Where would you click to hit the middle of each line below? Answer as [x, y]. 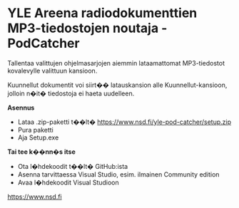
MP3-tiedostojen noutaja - [87, 28]
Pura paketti [35, 130]
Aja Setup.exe [38, 137]
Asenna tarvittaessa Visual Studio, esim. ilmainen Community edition [118, 174]
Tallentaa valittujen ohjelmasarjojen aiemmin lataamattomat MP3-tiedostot [116, 63]
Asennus [21, 108]
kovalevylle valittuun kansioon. [52, 71]
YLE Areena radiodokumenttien [102, 13]
